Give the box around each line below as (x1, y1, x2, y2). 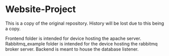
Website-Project (5, 4, 76, 15)
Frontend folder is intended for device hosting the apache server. (5, 35, 141, 41)
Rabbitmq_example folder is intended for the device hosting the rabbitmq (5, 40, 158, 46)
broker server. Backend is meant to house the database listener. (5, 46, 139, 52)
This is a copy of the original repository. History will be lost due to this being (5, 20, 164, 26)
